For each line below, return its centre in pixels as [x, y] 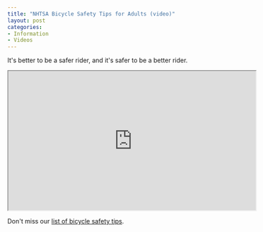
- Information [28, 34]
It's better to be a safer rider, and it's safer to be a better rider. [98, 60]
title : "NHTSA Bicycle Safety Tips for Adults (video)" [91, 14]
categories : [25, 27]
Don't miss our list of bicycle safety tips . [66, 221]
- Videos [20, 40]
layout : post [27, 21]
